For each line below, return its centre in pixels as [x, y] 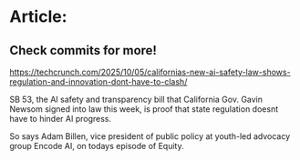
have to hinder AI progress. [61, 119]
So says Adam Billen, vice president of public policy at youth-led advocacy [150, 136]
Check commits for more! [83, 50]
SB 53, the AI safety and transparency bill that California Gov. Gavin [136, 99]
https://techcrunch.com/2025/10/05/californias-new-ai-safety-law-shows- [150, 72]
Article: [38, 17]
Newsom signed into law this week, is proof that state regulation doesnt [144, 109]
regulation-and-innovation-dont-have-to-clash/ [98, 82]
